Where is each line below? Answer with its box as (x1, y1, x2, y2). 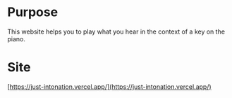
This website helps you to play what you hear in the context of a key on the (7, 27, 226, 36)
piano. (7, 34, 26, 43)
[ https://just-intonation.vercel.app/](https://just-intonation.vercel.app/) (7, 82, 212, 91)
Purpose (7, 4, 59, 20)
